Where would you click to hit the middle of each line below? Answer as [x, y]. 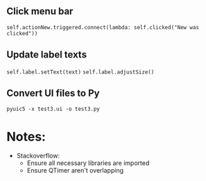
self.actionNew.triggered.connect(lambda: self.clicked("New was [103, 27]
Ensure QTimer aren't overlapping [75, 171]
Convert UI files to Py [53, 93]
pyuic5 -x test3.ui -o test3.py [53, 109]
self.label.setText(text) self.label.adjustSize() [80, 72]
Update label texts [47, 55]
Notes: [26, 136]
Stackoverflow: [38, 156]
